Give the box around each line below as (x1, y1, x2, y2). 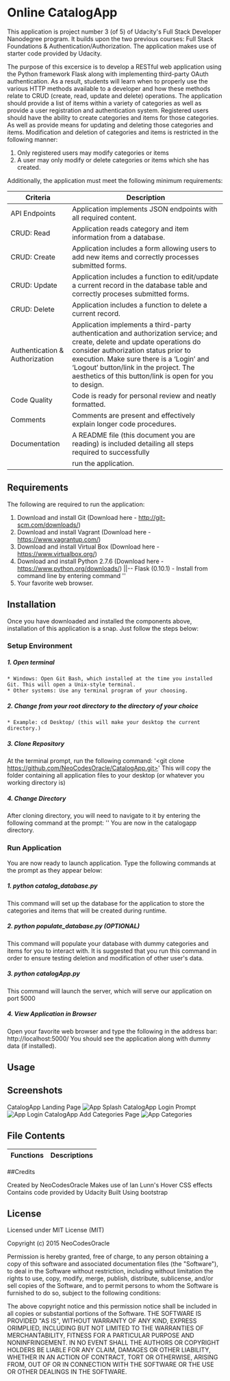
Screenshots (7, 1084, 63, 1097)
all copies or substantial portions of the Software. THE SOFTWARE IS (7, 1310, 202, 1318)
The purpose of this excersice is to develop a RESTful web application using (7, 62, 222, 71)
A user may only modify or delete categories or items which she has (16, 155, 209, 164)
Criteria (25, 192, 51, 202)
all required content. (71, 212, 137, 222)
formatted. (71, 399, 106, 409)
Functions (10, 1150, 44, 1160)
